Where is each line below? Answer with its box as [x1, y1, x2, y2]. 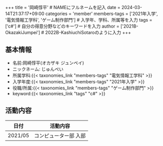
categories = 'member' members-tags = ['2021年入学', [45, 11, 158, 17]
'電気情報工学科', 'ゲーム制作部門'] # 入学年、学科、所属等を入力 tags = [5, 17, 152, 23]
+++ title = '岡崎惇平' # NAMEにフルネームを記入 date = [5, 5, 121, 10]
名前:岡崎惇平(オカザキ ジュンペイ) [12, 60, 84, 66]
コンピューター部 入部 [34, 132, 86, 139]
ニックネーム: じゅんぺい [12, 66, 64, 72]
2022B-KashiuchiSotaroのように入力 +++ [45, 30, 131, 35]
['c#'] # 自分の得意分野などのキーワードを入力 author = [5, 23, 119, 29]
